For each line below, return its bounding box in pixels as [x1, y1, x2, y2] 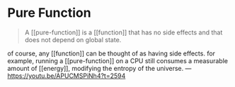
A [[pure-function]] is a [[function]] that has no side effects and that [24, 28, 223, 36]
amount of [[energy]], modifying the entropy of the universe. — [7, 64, 192, 72]
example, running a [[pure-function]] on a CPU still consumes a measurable [7, 56, 229, 65]
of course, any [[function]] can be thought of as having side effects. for [7, 49, 216, 58]
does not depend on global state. [24, 35, 122, 43]
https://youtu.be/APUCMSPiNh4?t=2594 [7, 72, 126, 80]
